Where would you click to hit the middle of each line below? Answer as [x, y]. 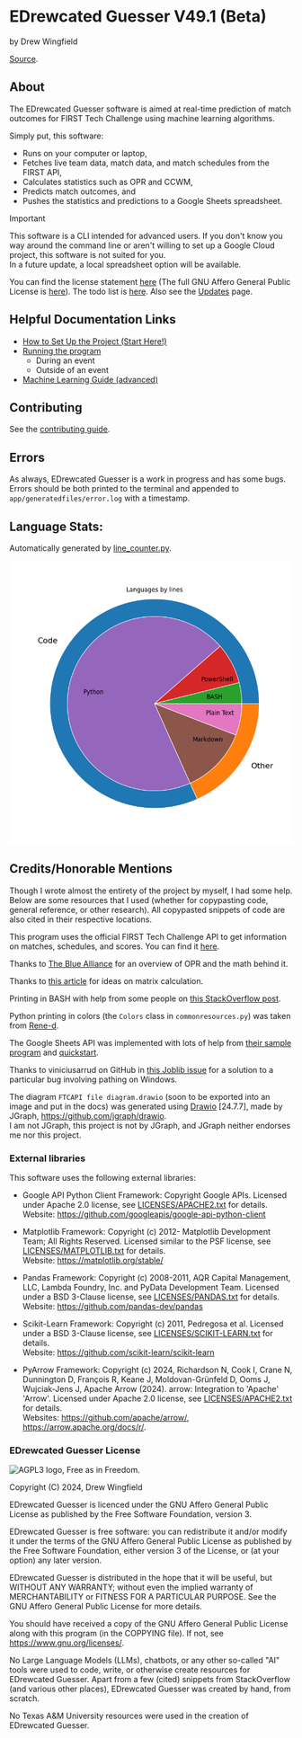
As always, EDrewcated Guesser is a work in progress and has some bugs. [147, 479]
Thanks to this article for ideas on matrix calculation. [107, 980]
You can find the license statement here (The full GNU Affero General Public [150, 281]
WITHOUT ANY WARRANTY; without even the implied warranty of [131, 1587]
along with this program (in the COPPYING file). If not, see [117, 1634]
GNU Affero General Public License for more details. [106, 1607]
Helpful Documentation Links [93, 319]
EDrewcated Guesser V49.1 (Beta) [138, 17]
